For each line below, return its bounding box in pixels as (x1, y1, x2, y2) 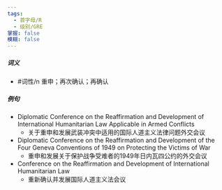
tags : (7, 10, 23, 17)
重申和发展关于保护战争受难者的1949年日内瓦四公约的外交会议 (27, 152, 207, 160)
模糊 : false (7, 36, 40, 43)
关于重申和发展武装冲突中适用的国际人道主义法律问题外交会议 (27, 128, 206, 136)
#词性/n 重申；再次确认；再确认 (17, 77, 109, 86)
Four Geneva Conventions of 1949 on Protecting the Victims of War (17, 143, 211, 152)
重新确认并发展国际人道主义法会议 (27, 175, 126, 184)
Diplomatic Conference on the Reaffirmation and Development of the (17, 136, 215, 145)
